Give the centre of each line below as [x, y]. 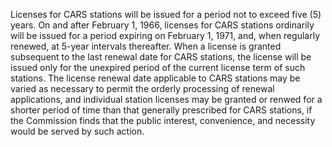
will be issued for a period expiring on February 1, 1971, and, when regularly [165, 35]
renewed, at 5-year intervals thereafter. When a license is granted [146, 46]
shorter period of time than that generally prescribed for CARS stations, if [161, 110]
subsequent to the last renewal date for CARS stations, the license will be [161, 57]
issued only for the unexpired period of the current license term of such [158, 67]
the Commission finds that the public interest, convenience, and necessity [163, 120]
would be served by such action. [77, 131]
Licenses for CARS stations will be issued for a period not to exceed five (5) [166, 14]
